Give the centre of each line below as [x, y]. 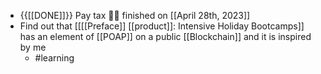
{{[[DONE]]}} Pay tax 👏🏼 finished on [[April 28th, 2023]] [135, 15]
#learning [54, 58]
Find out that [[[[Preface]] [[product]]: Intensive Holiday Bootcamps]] [162, 26]
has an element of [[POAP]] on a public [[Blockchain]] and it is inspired [165, 36]
